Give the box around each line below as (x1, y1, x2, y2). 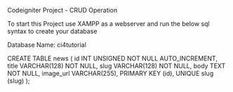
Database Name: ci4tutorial (7, 41, 86, 48)
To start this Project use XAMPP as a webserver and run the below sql (7, 20, 210, 27)
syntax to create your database (7, 27, 98, 35)
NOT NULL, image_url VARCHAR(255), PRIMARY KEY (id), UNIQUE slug (7, 70, 214, 77)
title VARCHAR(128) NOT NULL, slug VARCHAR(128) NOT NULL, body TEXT (7, 62, 226, 70)
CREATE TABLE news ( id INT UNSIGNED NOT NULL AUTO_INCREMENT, (7, 54, 218, 63)
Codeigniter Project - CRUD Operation (7, 6, 118, 14)
